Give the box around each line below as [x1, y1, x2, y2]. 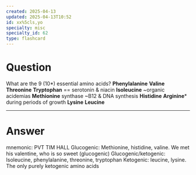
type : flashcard [6, 36, 45, 41]
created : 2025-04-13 [6, 8, 57, 15]
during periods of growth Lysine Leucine [6, 99, 105, 106]
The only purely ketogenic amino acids [6, 162, 99, 169]
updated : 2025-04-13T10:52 [6, 14, 72, 20]
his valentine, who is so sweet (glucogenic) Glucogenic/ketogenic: [6, 150, 166, 157]
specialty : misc [6, 24, 45, 31]
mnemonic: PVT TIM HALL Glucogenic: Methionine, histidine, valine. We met [6, 143, 190, 150]
